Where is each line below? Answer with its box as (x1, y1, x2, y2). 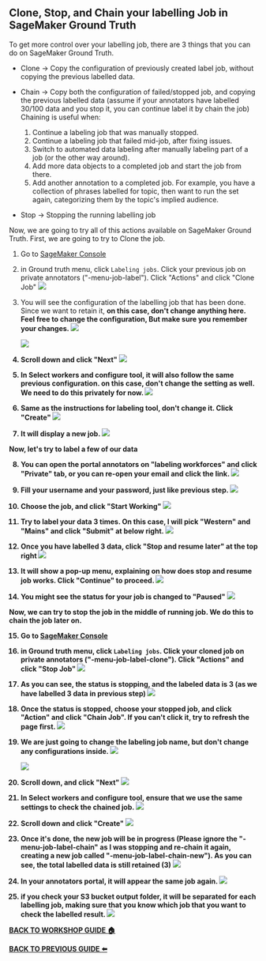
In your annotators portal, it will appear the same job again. (20, 876, 218, 886)
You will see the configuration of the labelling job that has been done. (20, 297, 246, 307)
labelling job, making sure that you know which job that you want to (20, 900, 247, 910)
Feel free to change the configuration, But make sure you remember (20, 314, 248, 323)
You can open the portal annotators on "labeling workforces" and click (20, 459, 257, 469)
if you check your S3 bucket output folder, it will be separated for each (20, 891, 257, 901)
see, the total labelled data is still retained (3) (20, 860, 172, 869)
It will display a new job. (20, 428, 101, 438)
